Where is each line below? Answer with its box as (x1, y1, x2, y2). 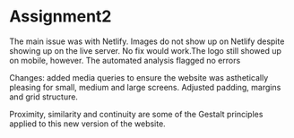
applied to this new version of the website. (9, 118, 166, 129)
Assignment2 (9, 6, 112, 27)
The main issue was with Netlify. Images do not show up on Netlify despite (9, 36, 285, 47)
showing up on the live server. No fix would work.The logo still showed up (9, 45, 282, 56)
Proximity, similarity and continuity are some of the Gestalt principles (9, 108, 264, 119)
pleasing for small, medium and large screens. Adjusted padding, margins (9, 82, 281, 92)
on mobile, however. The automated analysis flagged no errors (9, 55, 241, 65)
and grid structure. (9, 91, 79, 102)
